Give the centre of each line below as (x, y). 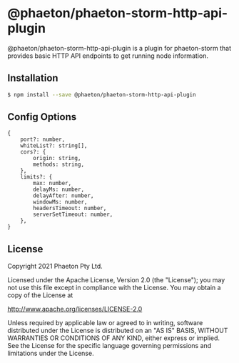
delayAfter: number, (63, 196)
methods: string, (59, 165)
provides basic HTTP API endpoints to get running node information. (108, 56)
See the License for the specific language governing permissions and (110, 346)
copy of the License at (40, 295)
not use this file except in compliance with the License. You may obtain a (114, 288)
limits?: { (36, 177)
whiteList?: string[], (54, 146)
